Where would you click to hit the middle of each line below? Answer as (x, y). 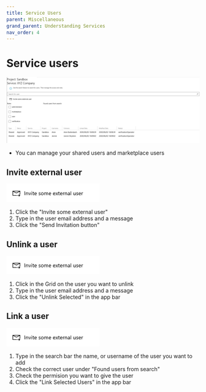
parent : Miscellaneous (35, 19)
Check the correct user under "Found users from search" (88, 369)
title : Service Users (34, 13)
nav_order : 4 (23, 33)
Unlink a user (32, 244)
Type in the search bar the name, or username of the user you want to (104, 356)
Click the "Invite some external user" (62, 212)
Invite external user (44, 172)
